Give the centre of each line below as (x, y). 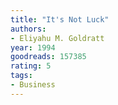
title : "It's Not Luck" (60, 19)
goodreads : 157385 (48, 57)
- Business (33, 85)
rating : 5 (31, 66)
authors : (28, 29)
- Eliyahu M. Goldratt (57, 38)
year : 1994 (33, 47)
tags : (21, 76)
